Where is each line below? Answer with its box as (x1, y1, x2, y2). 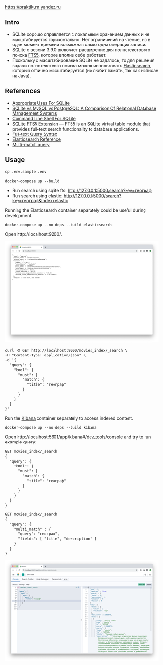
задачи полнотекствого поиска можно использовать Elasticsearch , (12, 62, 152, 68)
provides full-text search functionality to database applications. (12, 126, 140, 132)
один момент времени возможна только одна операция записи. (12, 42, 147, 47)
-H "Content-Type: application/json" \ (5, 353, 86, 357)
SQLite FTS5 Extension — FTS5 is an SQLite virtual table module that (12, 121, 150, 127)
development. (5, 213, 33, 219)
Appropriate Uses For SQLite (12, 100, 70, 106)
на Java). (12, 73, 31, 79)
